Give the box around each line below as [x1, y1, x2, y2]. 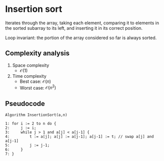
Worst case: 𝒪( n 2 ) [19, 84, 56, 91]
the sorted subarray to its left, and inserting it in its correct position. [5, 25, 143, 31]
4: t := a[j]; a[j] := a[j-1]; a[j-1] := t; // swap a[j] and [5, 134, 154, 139]
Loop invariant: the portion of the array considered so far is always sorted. [5, 35, 157, 41]
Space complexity [12, 62, 50, 68]
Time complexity [12, 73, 47, 79]
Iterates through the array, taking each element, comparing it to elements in [5, 20, 160, 26]
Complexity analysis [5, 49, 70, 57]
